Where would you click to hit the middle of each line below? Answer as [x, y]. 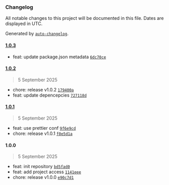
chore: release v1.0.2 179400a [43, 89]
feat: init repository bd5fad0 [41, 167]
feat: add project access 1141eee [47, 172]
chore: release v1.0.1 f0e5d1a [43, 133]
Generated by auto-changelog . [37, 34]
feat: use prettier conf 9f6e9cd [44, 128]
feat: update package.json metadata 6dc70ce [59, 57]
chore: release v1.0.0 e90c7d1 [43, 177]
